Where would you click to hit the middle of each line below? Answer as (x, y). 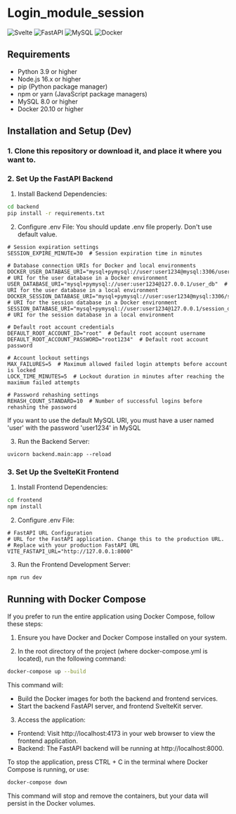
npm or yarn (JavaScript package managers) (82, 94)
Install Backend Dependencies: (62, 194)
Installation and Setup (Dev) (70, 131)
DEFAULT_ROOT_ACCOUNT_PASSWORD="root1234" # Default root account (108, 340)
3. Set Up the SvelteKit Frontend (63, 472)
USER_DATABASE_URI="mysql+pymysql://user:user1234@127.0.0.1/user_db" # (118, 284)
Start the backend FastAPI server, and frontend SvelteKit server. (110, 706)
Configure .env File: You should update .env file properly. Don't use (114, 227)
